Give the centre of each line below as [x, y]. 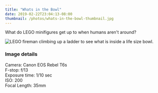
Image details [21, 54]
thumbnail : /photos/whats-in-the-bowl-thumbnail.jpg [59, 18]
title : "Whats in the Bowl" [33, 9]
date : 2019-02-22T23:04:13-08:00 [39, 14]
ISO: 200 [14, 80]
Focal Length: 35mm [25, 85]
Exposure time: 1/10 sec [29, 75]
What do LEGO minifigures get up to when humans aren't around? [71, 32]
